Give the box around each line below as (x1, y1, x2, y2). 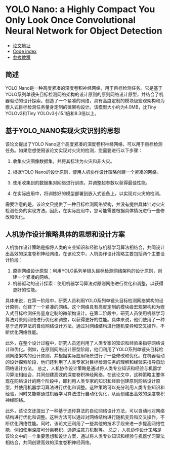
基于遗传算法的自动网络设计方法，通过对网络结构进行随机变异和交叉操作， (5, 323, 160, 329)
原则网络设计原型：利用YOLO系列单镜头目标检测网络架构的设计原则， (12, 268, 158, 274)
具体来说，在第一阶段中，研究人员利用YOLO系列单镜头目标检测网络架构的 (5, 297, 159, 304)
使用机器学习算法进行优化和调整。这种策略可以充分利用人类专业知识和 (18, 384, 165, 391)
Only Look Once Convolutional (5, 14, 136, 26)
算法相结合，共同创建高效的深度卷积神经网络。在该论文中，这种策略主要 (9, 371, 160, 378)
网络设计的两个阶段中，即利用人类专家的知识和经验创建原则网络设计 (14, 378, 156, 384)
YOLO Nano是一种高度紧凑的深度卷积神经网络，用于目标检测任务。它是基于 (5, 85, 163, 91)
